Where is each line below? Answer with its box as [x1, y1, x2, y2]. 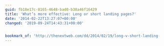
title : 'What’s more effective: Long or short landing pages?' [5, 12, 137, 16]
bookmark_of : [5, 33, 32, 39]
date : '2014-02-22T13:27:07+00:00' [5, 16, 78, 21]
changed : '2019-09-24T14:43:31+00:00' [5, 20, 84, 26]
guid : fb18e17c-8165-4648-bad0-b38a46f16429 [5, 7, 97, 12]
